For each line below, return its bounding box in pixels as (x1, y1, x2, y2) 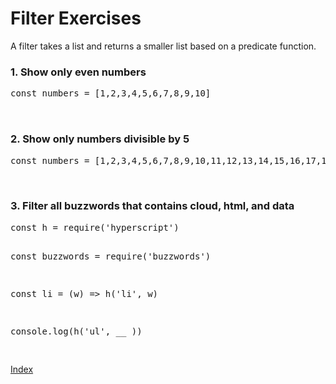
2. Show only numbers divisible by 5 (10, 132, 190, 146)
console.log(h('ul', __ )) (10, 325, 143, 337)
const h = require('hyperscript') (10, 222, 180, 233)
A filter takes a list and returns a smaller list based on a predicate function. (10, 40, 317, 52)
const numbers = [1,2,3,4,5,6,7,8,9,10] (10, 88, 212, 99)
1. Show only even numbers (10, 65, 147, 79)
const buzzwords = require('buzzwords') (10, 250, 212, 262)
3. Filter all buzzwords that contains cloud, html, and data (10, 199, 295, 213)
